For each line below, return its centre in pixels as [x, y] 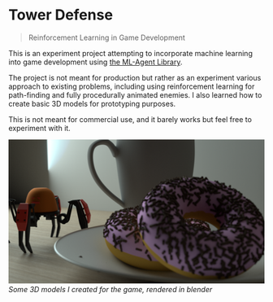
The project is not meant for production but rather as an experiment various [135, 77]
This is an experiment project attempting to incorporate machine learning [131, 53]
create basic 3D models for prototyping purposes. [92, 103]
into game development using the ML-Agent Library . [95, 62]
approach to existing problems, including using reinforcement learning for [132, 86]
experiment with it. [39, 128]
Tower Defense [61, 15]
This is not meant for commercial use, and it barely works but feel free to [130, 119]
